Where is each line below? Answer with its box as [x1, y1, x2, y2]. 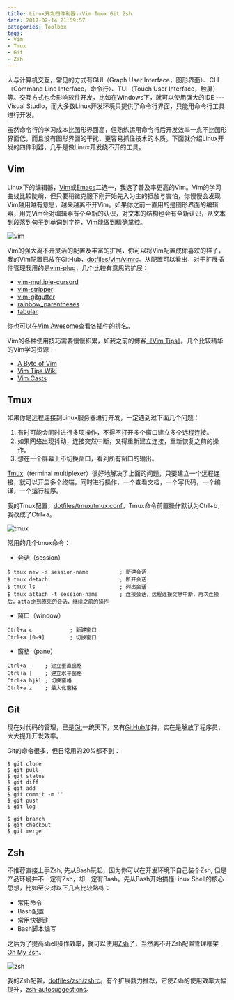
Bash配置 [17, 907, 45, 915]
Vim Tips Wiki [17, 366, 57, 375]
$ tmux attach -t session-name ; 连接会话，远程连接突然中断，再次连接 [7, 591, 219, 598]
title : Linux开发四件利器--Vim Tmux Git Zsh [7, 10, 132, 17]
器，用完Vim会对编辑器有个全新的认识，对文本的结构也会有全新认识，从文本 [7, 209, 226, 217]
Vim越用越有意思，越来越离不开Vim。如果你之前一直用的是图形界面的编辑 [7, 200, 219, 209]
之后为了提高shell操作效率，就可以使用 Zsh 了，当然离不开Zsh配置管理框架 [7, 939, 219, 948]
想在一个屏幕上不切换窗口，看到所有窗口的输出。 [17, 454, 158, 463]
